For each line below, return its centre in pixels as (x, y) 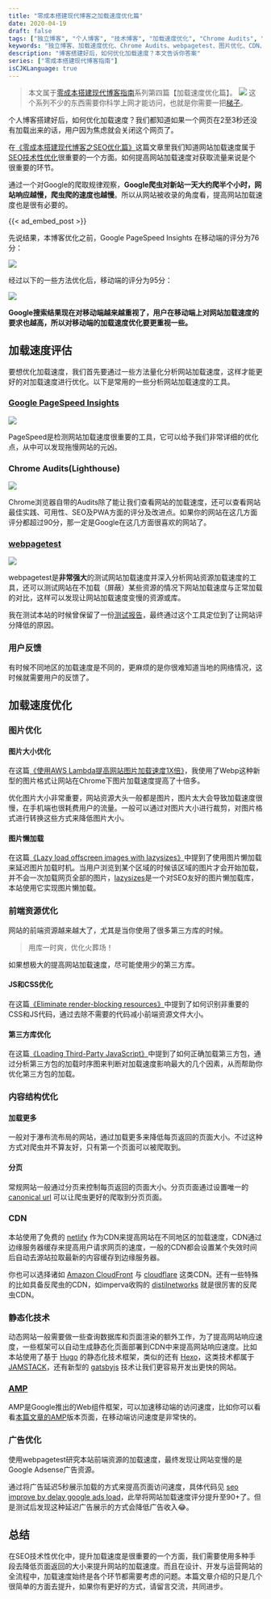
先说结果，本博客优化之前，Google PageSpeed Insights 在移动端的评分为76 (134, 237)
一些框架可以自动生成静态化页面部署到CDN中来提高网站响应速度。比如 (140, 1347)
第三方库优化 (29, 1034)
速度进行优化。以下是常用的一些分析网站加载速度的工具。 (139, 382)
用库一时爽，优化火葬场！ (71, 947)
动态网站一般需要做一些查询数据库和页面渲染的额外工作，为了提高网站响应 (132, 1337)
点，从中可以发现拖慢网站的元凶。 (65, 446)
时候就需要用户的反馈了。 (51, 677)
